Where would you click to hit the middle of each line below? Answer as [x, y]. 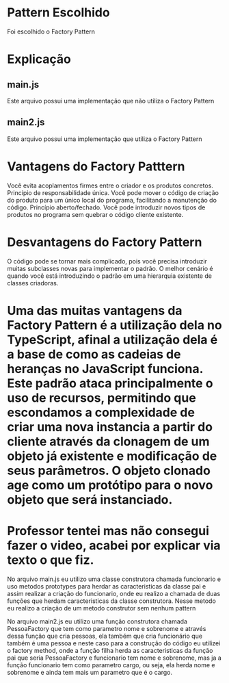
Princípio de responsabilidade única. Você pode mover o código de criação [113, 192]
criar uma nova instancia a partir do [110, 427]
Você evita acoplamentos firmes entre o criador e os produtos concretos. [110, 185]
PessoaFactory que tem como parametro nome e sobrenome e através [107, 628]
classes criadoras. [33, 283]
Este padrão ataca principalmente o [110, 383]
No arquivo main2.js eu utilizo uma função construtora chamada [97, 621]
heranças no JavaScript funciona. [105, 369]
